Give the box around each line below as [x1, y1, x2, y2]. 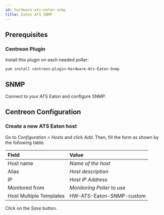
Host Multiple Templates [7, 192, 65, 199]
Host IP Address [69, 176, 107, 183]
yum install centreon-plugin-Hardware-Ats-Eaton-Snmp [5, 66, 120, 71]
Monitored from [7, 184, 44, 191]
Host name [7, 159, 33, 166]
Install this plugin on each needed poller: [5, 57, 89, 63]
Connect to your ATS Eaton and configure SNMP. [5, 93, 106, 99]
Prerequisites [5, 30, 48, 39]
